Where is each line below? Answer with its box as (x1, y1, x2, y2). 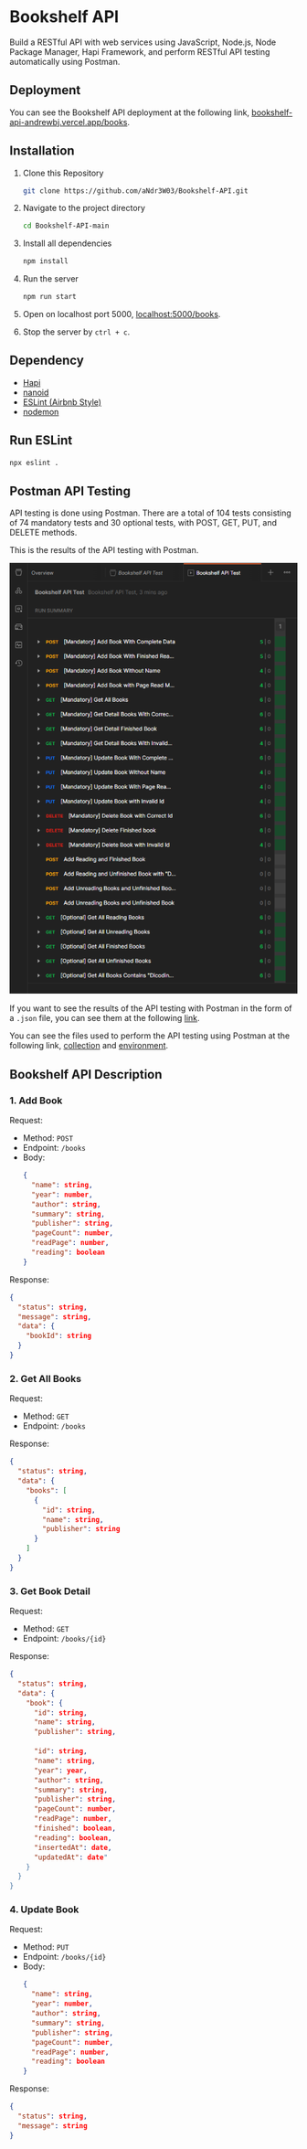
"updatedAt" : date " (33, 1853, 108, 1862)
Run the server (22, 273, 79, 284)
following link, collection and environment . (9, 1040, 169, 1051)
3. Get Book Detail (9, 1584, 91, 1597)
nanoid (22, 387, 49, 398)
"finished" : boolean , (33, 1824, 117, 1834)
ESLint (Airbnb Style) (22, 396, 102, 408)
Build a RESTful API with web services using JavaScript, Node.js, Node (9, 37, 277, 48)
